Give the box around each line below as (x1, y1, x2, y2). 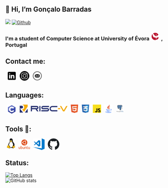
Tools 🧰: (5, 125, 32, 133)
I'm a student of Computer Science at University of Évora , (5, 35, 163, 42)
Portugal (5, 41, 27, 49)
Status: (5, 158, 29, 167)
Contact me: (5, 57, 46, 66)
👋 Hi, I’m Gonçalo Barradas (5, 5, 92, 14)
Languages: (5, 90, 44, 100)
